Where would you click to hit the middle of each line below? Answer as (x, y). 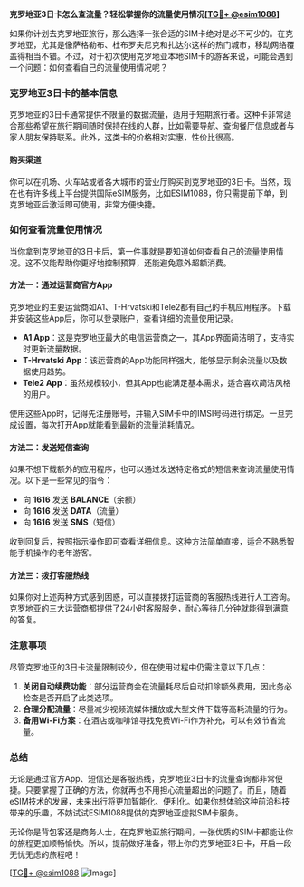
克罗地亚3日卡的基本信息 (63, 92)
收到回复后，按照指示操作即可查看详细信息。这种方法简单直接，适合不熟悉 (148, 542)
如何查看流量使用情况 (56, 230)
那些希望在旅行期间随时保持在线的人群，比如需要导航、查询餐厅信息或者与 (156, 126)
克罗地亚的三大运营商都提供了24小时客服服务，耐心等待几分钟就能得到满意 (149, 608)
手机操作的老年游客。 (57, 553)
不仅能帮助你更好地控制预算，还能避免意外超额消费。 (132, 263)
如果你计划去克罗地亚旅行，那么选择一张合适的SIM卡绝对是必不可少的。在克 (152, 34)
